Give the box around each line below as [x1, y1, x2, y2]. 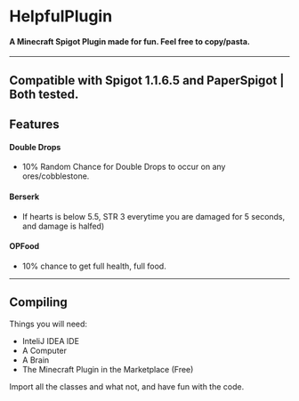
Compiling [9, 295, 69, 310]
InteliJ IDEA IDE [21, 335, 80, 346]
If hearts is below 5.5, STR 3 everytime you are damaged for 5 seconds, [21, 211, 286, 221]
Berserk [9, 191, 40, 202]
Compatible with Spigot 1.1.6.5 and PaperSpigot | [9, 73, 285, 88]
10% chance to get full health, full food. [21, 261, 166, 271]
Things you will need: [9, 318, 87, 329]
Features [9, 117, 60, 132]
